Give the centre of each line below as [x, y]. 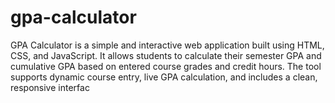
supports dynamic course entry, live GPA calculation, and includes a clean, [164, 77]
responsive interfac [50, 87]
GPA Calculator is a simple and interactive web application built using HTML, [167, 45]
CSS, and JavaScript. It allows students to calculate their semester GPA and [166, 55]
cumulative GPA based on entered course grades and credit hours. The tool [166, 66]
